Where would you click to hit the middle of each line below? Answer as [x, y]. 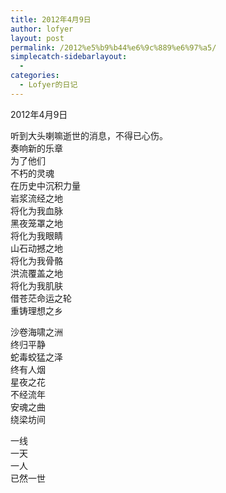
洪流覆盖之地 [36, 273]
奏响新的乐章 [36, 148]
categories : [35, 76]
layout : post [37, 38]
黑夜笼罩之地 [36, 223]
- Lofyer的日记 [48, 85]
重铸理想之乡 [36, 310]
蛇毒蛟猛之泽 [36, 357]
